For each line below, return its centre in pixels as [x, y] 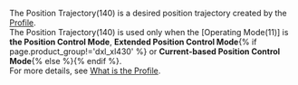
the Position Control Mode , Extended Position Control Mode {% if [133, 42]
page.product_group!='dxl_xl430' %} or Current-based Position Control [145, 52]
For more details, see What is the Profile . [85, 71]
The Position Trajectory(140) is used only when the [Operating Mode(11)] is [149, 32]
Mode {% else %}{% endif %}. [66, 61]
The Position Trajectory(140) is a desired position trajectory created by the [148, 13]
